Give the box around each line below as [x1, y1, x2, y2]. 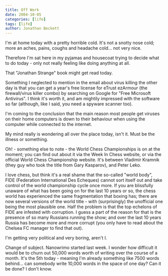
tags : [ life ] [5, 21, 33, 27]
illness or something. [5, 136, 49, 143]
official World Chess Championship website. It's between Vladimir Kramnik [5, 157, 159, 163]
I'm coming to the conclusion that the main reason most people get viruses [5, 111, 160, 117]
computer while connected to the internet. [5, 121, 92, 127]
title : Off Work [5, 7, 39, 13]
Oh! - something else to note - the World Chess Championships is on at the [5, 146, 160, 152]
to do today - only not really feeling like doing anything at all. [5, 60, 130, 66]
